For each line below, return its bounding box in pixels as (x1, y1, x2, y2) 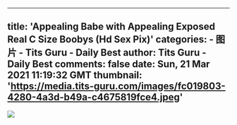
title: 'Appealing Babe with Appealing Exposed (7, 20, 215, 32)
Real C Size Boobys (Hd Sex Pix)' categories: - (7, 33, 214, 46)
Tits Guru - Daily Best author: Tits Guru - (25, 47, 207, 59)
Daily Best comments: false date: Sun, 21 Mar (7, 58, 210, 71)
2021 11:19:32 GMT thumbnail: (7, 69, 142, 81)
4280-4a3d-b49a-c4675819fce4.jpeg (7, 91, 180, 103)
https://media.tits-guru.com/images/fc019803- (10, 81, 226, 93)
